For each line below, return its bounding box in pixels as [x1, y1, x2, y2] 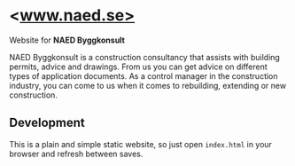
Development [9, 115, 86, 130]
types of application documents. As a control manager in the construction [9, 70, 278, 81]
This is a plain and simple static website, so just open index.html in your [9, 138, 273, 149]
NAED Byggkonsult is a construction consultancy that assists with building [9, 51, 281, 62]
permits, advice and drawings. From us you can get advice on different [9, 61, 268, 72]
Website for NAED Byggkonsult [9, 35, 126, 45]
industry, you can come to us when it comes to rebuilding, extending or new [9, 80, 286, 91]
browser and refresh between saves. [9, 148, 144, 159]
